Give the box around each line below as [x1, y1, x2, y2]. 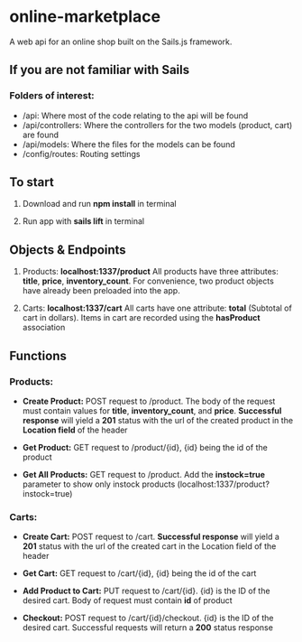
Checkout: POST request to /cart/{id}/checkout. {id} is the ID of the [22, 612, 274, 624]
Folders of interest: [9, 89, 95, 102]
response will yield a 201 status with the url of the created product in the [22, 414, 294, 425]
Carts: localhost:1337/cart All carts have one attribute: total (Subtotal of [22, 302, 293, 313]
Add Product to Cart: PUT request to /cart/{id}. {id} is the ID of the [22, 585, 270, 597]
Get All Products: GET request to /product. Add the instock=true [22, 469, 266, 479]
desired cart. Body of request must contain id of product [22, 595, 233, 606]
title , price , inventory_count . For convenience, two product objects [22, 275, 275, 286]
